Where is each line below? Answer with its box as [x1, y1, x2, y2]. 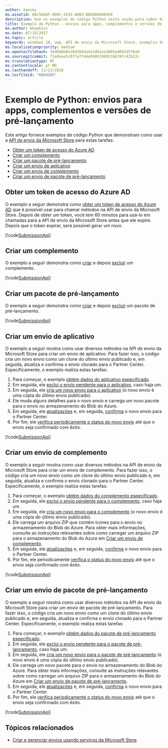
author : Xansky [5, 7, 37, 13]
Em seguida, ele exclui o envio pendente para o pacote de [12, 641, 132, 647]
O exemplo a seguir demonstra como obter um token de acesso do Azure [5, 201, 156, 207]
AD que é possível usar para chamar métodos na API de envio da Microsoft [5, 206, 160, 213]
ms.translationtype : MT [5, 59, 55, 64]
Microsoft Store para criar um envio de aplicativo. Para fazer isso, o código [5, 351, 159, 357]
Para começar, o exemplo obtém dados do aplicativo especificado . [12, 376, 150, 383]
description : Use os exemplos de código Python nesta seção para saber [5, 17, 157, 22]
